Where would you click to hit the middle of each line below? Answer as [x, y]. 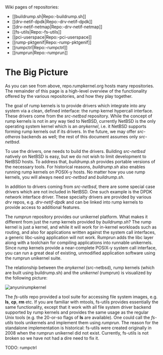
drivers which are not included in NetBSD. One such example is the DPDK [79, 191]
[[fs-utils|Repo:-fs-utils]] [37, 32]
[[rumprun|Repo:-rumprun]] [40, 53]
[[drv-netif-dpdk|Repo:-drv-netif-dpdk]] [52, 22]
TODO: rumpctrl [21, 347]
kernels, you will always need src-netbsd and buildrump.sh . [65, 177]
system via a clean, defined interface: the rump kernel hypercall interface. [79, 111]
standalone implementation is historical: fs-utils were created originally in [78, 328]
